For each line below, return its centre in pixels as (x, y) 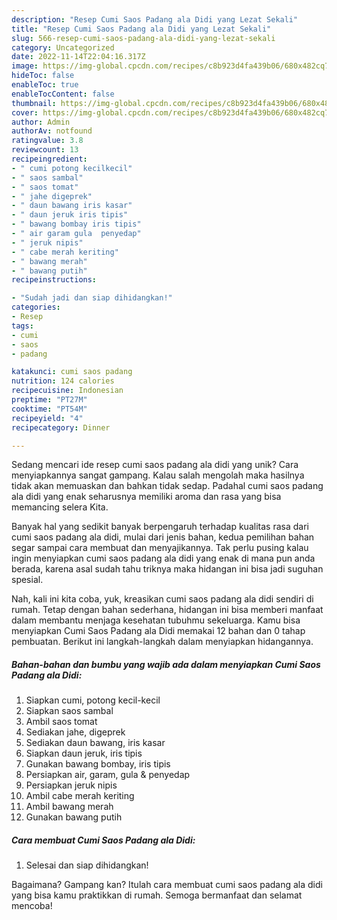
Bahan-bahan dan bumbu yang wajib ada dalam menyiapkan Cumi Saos (166, 664)
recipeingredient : (49, 159)
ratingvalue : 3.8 (47, 141)
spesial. (27, 580)
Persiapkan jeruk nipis (71, 785)
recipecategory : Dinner (61, 427)
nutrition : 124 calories (63, 381)
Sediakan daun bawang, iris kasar (95, 743)
